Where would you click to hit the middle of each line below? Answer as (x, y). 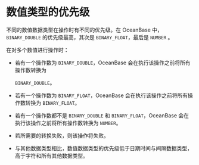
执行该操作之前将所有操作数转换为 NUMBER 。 (68, 123)
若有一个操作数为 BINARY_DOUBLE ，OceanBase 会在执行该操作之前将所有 (102, 63)
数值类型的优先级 (48, 12)
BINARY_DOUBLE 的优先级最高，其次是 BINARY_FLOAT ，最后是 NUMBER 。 (90, 37)
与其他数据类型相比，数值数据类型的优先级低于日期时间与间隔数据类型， (103, 148)
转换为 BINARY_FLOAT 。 (53, 102)
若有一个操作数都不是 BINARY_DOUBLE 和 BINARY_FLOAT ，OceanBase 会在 (102, 115)
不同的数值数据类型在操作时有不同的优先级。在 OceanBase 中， (84, 30)
